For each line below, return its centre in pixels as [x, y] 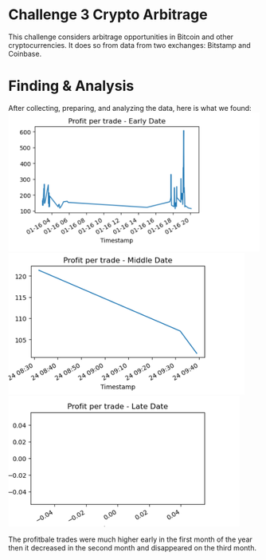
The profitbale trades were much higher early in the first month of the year [131, 539]
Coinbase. [25, 53]
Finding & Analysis [71, 86]
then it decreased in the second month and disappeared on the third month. [133, 547]
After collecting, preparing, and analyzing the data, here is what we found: [130, 108]
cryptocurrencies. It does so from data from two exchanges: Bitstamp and [129, 45]
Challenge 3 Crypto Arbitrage [108, 15]
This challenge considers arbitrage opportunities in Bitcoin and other [121, 37]
